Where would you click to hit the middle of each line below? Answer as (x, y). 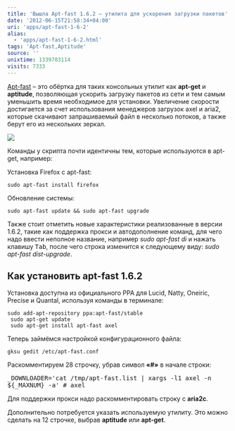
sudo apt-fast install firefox (53, 185)
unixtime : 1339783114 (39, 60)
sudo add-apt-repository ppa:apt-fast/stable (75, 314)
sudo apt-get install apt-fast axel (64, 326)
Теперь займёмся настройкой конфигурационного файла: (94, 339)
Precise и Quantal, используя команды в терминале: (85, 301)
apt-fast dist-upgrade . (40, 254)
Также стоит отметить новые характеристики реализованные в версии (115, 224)
